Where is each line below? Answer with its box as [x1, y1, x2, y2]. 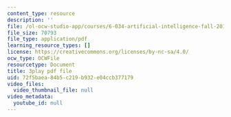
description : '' [7, 17, 54, 23]
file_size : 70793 [7, 29, 57, 36]
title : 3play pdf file [7, 67, 72, 74]
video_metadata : [7, 94, 54, 100]
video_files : [7, 81, 45, 87]
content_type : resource [7, 10, 76, 17]
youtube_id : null [13, 100, 63, 107]
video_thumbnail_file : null [13, 87, 94, 94]
